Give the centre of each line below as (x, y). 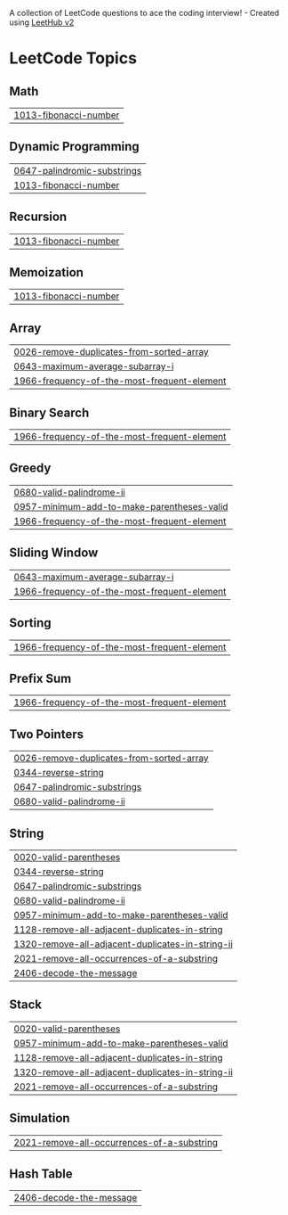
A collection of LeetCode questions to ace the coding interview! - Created (144, 13)
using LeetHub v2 (42, 22)
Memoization (47, 272)
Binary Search (49, 412)
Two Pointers (47, 734)
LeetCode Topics (73, 58)
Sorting (30, 623)
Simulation (40, 1118)
